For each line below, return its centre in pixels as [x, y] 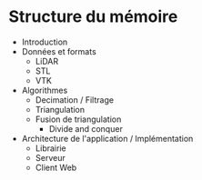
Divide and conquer [86, 128]
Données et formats [59, 51]
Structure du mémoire [93, 17]
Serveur [50, 157]
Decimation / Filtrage [75, 100]
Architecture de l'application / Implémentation [107, 138]
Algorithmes [45, 90]
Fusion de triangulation [78, 119]
